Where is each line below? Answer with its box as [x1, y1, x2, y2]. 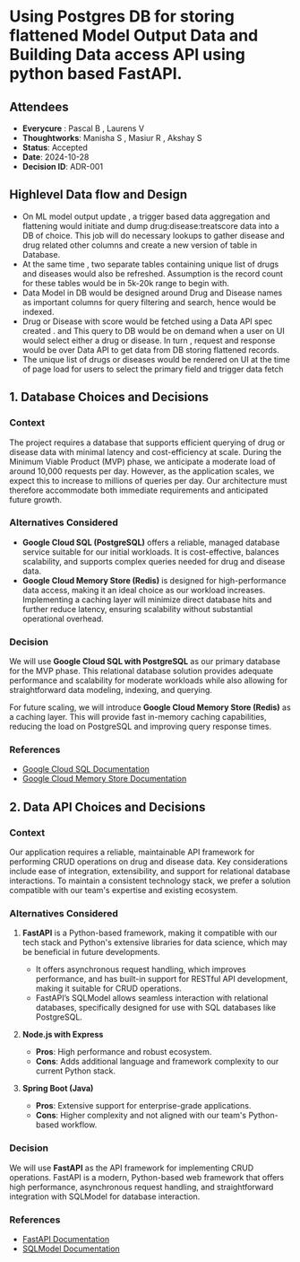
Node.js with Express [21, 1030, 104, 1040]
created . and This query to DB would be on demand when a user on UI [21, 325, 285, 336]
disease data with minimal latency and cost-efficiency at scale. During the [9, 446, 282, 457]
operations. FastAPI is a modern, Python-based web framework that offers [9, 1171, 285, 1182]
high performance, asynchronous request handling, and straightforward [9, 1181, 274, 1192]
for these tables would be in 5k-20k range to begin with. [21, 277, 230, 288]
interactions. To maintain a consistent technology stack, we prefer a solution [9, 875, 291, 886]
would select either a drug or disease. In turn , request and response [21, 335, 276, 346]
